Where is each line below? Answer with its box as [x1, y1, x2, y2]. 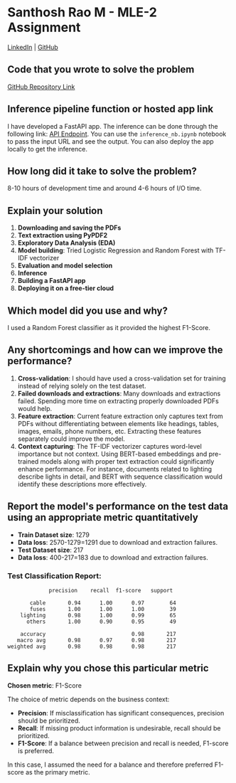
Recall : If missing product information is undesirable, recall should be [17, 723, 222, 733]
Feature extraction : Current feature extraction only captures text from [17, 412, 224, 420]
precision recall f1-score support [48, 587, 173, 594]
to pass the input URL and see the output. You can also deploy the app [7, 137, 215, 146]
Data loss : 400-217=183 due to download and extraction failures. [17, 553, 208, 562]
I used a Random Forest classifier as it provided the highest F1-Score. [7, 324, 211, 331]
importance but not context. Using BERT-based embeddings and [17, 449, 208, 458]
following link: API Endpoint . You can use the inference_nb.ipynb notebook [7, 129, 227, 138]
